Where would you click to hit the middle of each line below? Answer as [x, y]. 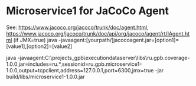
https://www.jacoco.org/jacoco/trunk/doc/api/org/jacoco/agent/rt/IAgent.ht [98, 33]
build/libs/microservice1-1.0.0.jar [45, 77]
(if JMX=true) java [35, 40]
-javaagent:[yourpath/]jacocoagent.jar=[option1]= [119, 40]
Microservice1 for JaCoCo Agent [88, 11]
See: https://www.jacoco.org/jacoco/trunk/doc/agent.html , [77, 27]
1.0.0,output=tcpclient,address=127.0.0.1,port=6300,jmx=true [80, 70]
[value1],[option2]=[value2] [39, 46]
